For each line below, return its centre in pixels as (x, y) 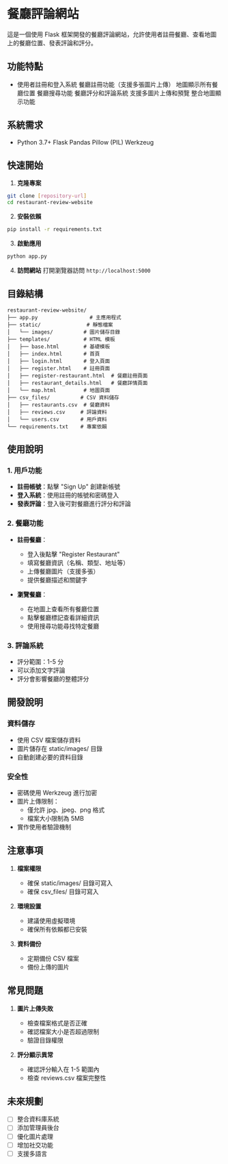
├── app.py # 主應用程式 (64, 317)
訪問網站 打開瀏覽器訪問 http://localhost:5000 (84, 270)
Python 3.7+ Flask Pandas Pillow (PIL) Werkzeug (85, 142)
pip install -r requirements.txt (55, 230)
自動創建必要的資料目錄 (50, 757)
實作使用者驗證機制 (44, 827)
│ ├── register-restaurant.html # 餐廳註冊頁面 (77, 375)
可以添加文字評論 (41, 670)
